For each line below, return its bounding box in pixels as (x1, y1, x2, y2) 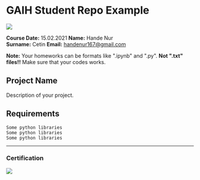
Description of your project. (6, 91, 74, 99)
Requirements (6, 109, 60, 119)
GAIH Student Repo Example (6, 4, 150, 17)
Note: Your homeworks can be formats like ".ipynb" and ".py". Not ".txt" (6, 52, 183, 59)
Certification (6, 154, 44, 162)
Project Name (6, 75, 58, 86)
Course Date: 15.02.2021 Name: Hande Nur (6, 34, 114, 42)
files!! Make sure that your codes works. (6, 58, 106, 65)
